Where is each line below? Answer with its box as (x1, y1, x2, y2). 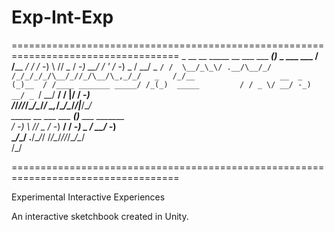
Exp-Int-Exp (11, 6, 114, 29)
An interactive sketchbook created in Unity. (11, 210, 189, 222)
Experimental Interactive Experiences (11, 191, 166, 203)
